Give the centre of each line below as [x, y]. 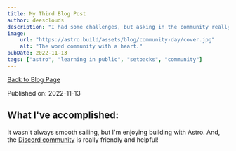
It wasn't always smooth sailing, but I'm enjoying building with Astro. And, [114, 132]
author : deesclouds [36, 20]
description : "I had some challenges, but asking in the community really [119, 27]
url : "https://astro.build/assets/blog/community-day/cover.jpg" [118, 40]
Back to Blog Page [34, 79]
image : [17, 33]
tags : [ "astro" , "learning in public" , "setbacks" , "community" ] [105, 60]
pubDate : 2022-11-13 [38, 53]
